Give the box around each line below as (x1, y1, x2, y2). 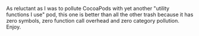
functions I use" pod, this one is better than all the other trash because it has (6, 11, 194, 18)
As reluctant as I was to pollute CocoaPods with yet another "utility (6, 5, 170, 12)
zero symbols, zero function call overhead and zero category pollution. (6, 17, 179, 24)
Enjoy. (6, 23, 21, 30)
